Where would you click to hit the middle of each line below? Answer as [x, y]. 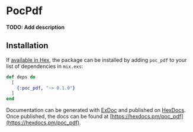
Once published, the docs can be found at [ [59, 117]
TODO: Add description [36, 27]
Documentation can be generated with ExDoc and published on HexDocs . [96, 110]
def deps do [21, 77]
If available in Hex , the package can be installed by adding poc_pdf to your [96, 60]
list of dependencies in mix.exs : [45, 66]
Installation [27, 46]
